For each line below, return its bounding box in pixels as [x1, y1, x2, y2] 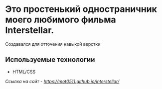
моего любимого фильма [5, 14, 116, 25]
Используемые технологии [5, 56, 95, 64]
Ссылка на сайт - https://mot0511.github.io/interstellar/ [5, 78, 120, 84]
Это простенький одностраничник [5, 3, 157, 15]
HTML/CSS [12, 69, 36, 75]
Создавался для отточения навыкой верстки [5, 41, 101, 47]
